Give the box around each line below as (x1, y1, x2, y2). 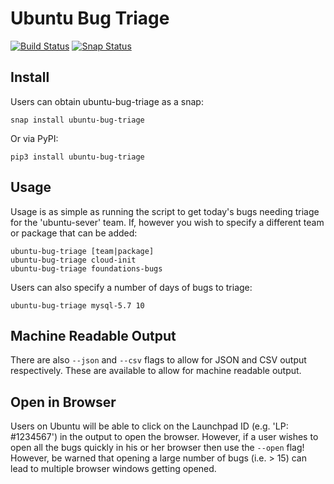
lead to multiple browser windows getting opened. (10, 463, 217, 475)
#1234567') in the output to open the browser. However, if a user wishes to (10, 431, 319, 443)
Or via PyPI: (10, 132, 59, 144)
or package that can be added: (10, 227, 138, 239)
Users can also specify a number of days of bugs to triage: (10, 281, 253, 293)
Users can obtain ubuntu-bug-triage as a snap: (10, 95, 204, 107)
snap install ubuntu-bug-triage (10, 115, 145, 125)
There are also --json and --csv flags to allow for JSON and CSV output (10, 354, 307, 366)
